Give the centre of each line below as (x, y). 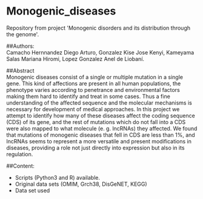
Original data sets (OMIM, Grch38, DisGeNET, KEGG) (81, 184)
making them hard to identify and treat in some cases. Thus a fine (88, 96)
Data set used (32, 190)
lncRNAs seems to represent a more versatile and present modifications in (99, 141)
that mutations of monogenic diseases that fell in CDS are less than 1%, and (101, 135)
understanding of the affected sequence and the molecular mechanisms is (99, 103)
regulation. (20, 154)
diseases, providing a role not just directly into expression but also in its (95, 148)
